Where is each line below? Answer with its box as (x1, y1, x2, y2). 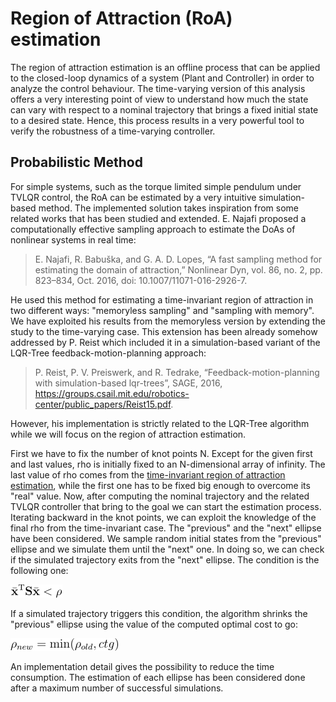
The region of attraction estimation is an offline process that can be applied (10, 61, 321, 73)
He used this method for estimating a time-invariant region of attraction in (10, 293, 314, 306)
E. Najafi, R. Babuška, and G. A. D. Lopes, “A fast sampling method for (34, 253, 323, 265)
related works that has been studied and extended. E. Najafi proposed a (10, 212, 307, 224)
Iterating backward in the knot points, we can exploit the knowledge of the (10, 511, 317, 523)
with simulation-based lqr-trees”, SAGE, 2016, (34, 377, 223, 389)
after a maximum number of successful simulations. (10, 682, 224, 694)
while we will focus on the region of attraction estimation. (10, 428, 247, 440)
